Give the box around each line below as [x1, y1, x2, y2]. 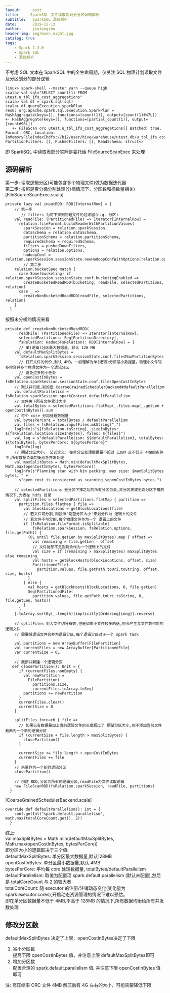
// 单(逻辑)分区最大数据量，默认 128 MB [18, 345, 95, 351]
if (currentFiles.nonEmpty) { [18, 668, 82, 674]
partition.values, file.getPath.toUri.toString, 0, [32, 594, 144, 599]
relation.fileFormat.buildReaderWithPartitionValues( [18, 221, 135, 226]
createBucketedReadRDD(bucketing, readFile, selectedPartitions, [23, 280, 164, 285]
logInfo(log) [14, 445, 42, 450]
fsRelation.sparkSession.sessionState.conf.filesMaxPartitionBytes [18, 354, 164, 359]
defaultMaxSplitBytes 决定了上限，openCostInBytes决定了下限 [5, 935, 136, 941]
